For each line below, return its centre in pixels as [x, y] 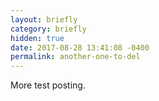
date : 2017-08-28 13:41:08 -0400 [80, 47]
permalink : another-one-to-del [75, 57]
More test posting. [48, 85]
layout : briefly [44, 19]
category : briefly [48, 29]
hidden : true [37, 38]
